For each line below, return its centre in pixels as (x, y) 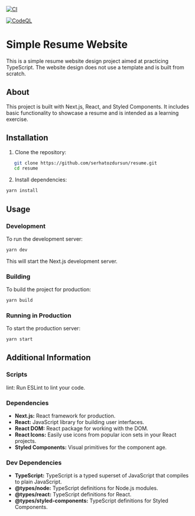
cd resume (26, 168)
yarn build (19, 300)
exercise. (17, 119)
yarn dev (17, 250)
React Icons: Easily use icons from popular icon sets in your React (95, 435)
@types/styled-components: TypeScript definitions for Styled (91, 501)
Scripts (17, 375)
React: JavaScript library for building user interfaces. (79, 422)
